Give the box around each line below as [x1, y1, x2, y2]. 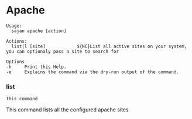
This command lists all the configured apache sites [6, 106, 129, 113]
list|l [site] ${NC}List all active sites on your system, [11, 43, 187, 49]
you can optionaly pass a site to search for [6, 48, 119, 55]
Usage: [6, 23, 22, 29]
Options [6, 59, 25, 64]
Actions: [6, 38, 28, 44]
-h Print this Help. [6, 64, 67, 70]
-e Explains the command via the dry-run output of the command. [6, 69, 180, 75]
